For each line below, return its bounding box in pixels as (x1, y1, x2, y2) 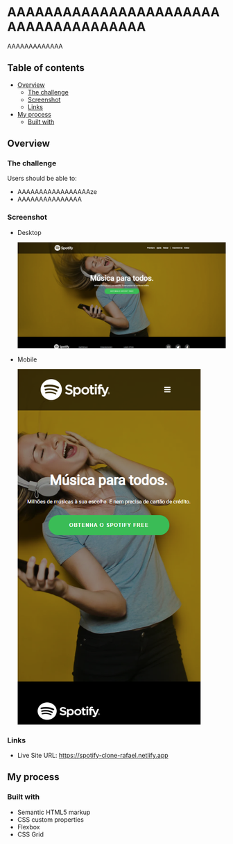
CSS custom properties (17, 815, 85, 824)
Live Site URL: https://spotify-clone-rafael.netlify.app (17, 751, 169, 759)
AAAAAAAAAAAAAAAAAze (17, 188, 97, 196)
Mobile (17, 355, 37, 364)
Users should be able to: (7, 175, 78, 183)
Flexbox (17, 822, 40, 831)
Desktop (17, 228, 42, 236)
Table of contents (7, 62, 85, 74)
